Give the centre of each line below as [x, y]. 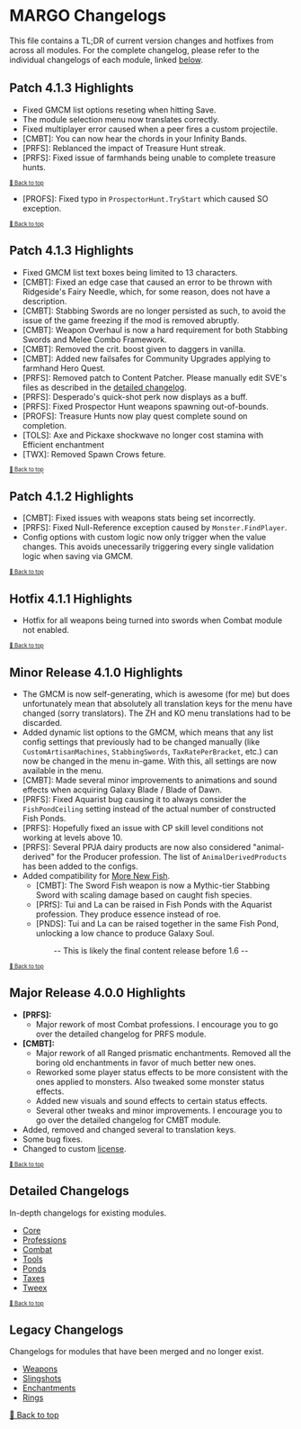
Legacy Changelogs [66, 1330]
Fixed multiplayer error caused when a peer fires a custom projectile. [150, 129]
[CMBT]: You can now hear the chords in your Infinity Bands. [134, 138]
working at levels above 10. [72, 837]
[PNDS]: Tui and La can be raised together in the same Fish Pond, [157, 923]
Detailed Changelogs [70, 1191]
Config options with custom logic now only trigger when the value [144, 538]
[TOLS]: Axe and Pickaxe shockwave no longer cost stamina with [143, 435]
